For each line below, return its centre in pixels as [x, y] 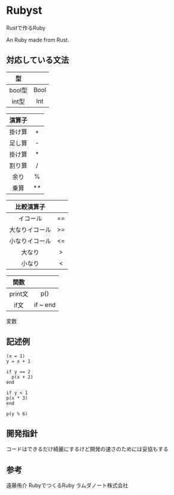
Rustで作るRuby [26, 28]
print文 [19, 293]
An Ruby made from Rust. [38, 40]
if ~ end [45, 305]
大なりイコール [30, 230]
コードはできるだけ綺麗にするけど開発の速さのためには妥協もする [87, 449]
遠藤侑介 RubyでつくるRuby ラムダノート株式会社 [67, 485]
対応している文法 [38, 60]
